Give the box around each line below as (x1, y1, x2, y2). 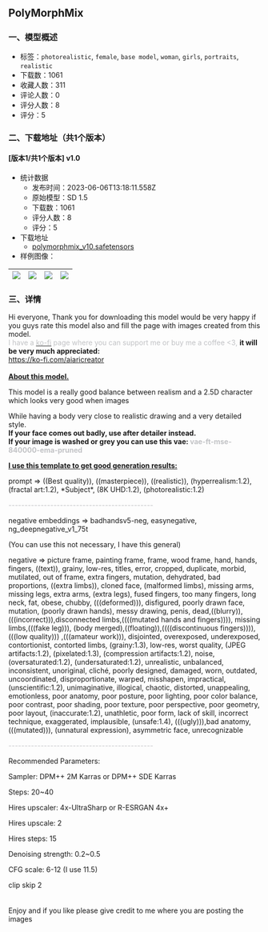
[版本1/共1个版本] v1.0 (8, 154, 81, 163)
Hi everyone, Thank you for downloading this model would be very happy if (8, 312, 257, 322)
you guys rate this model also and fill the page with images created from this (8, 321, 261, 330)
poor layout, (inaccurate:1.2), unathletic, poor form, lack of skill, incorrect (8, 708, 249, 718)
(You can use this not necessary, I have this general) (8, 540, 182, 550)
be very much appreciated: (8, 346, 100, 356)
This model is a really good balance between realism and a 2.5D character (8, 387, 254, 397)
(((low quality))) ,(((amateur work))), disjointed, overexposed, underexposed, (8, 632, 261, 642)
